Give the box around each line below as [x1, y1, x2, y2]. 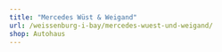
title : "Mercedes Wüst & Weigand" [9, 12, 138, 22]
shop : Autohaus [9, 29, 66, 38]
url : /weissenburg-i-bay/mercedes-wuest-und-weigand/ [9, 21, 214, 30]
